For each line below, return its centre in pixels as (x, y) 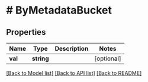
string (40, 58)
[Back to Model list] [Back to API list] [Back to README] (74, 73)
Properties (26, 32)
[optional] (107, 58)
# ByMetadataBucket (59, 10)
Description (72, 49)
